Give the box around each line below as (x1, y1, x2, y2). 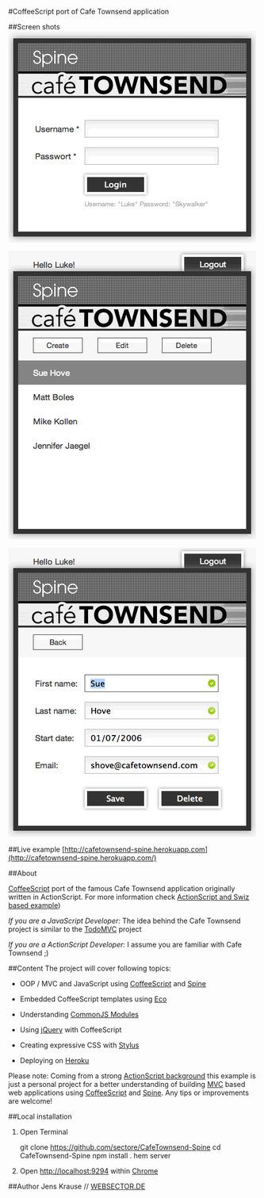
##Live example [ (8, 844, 65, 854)
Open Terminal (19, 1127, 69, 1136)
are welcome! (8, 1097, 53, 1105)
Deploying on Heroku (19, 1056, 90, 1065)
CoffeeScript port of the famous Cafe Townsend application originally (8, 884, 235, 893)
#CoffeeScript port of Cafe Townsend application (8, 7, 170, 16)
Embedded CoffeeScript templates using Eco (19, 994, 167, 1004)
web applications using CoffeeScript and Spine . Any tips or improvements (8, 1088, 250, 1097)
